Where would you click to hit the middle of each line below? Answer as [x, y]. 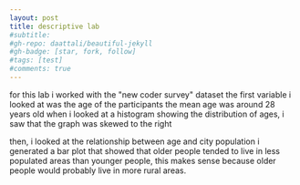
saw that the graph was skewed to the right [91, 123]
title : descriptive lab [55, 26]
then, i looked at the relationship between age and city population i [134, 141]
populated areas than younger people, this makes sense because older [143, 160]
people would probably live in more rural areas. [98, 170]
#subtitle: [30, 35]
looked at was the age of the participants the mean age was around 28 [142, 104]
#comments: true [40, 69]
